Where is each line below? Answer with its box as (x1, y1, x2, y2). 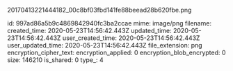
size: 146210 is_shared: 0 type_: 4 (7, 56, 104, 64)
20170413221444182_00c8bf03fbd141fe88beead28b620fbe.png (7, 6, 192, 14)
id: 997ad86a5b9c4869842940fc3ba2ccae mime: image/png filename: (7, 19, 212, 27)
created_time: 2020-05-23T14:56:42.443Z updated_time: (7, 27, 172, 34)
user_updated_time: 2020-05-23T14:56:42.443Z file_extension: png (7, 41, 203, 49)
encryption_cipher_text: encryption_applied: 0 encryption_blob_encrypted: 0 (7, 48, 226, 57)
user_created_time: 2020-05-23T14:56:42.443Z (62, 34, 200, 42)
